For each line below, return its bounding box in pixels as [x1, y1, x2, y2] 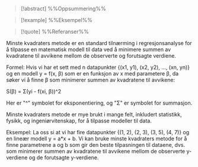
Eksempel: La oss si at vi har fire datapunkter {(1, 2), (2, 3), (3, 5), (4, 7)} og [6, 129, 190, 136]
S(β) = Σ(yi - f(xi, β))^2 [6, 88, 61, 94]
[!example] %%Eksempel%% [20, 17, 93, 23]
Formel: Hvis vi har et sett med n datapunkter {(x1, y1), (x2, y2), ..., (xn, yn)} [6, 64, 190, 71]
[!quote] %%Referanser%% [20, 28, 89, 35]
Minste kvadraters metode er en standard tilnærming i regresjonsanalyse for [6, 40, 193, 46]
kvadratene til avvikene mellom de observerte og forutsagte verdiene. [6, 52, 177, 59]
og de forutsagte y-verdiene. [28, 154, 99, 161]
